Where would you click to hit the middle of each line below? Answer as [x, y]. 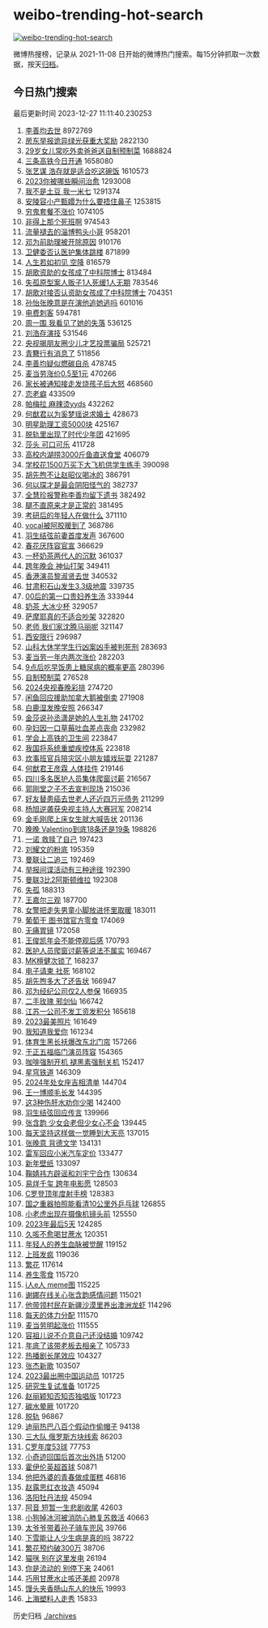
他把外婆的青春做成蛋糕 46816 [75, 1477]
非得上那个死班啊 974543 [67, 221]
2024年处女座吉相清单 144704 [76, 1082]
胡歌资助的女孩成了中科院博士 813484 [88, 272]
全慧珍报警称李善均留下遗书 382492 [85, 495]
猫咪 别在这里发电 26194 [66, 1558]
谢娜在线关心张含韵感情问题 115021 [83, 1294]
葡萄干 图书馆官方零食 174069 [74, 920]
